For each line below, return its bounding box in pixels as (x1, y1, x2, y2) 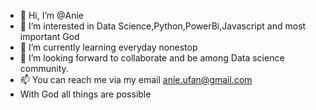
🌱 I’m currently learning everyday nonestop (19, 41, 198, 53)
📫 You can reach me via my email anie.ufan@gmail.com (19, 74, 253, 85)
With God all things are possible (19, 88, 152, 100)
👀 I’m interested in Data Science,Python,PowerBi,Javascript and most (19, 20, 307, 32)
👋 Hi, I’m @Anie (19, 10, 85, 21)
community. (19, 63, 69, 74)
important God (19, 31, 80, 42)
